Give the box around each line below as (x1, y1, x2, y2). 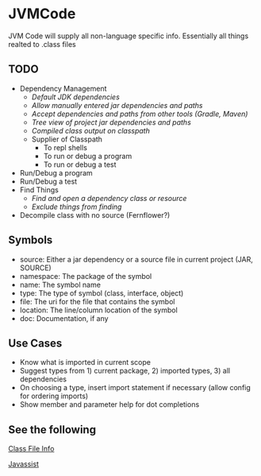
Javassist (8, 459, 40, 469)
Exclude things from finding (31, 202, 122, 211)
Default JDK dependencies (31, 92, 121, 102)
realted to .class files (8, 39, 77, 48)
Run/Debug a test (19, 176, 78, 186)
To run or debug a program (43, 151, 132, 161)
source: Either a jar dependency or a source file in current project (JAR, (19, 254, 254, 264)
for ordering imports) (19, 391, 89, 401)
